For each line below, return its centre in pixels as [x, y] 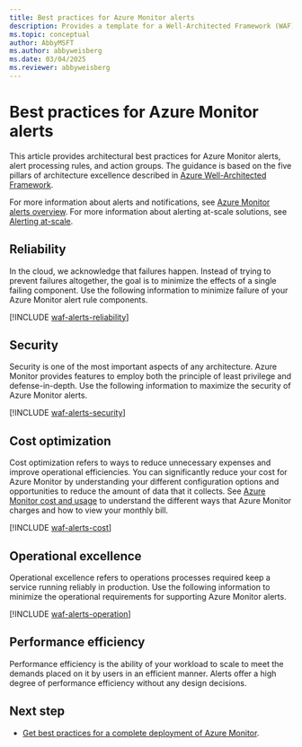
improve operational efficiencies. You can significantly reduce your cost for [148, 472]
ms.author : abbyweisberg [56, 51]
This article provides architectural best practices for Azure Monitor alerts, [145, 156]
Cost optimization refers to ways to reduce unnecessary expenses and [140, 462]
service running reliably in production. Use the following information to [140, 587]
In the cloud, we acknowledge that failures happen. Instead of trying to [140, 271]
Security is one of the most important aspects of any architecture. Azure [143, 367]
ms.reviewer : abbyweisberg [60, 68]
